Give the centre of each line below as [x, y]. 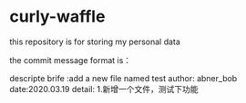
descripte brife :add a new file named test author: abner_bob [123, 78]
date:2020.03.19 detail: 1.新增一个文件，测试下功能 [104, 89]
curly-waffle [57, 17]
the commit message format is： [71, 60]
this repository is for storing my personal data [95, 42]
